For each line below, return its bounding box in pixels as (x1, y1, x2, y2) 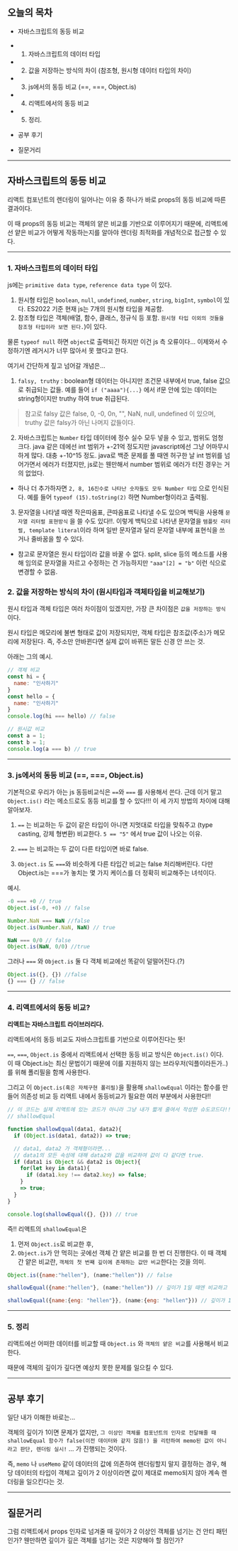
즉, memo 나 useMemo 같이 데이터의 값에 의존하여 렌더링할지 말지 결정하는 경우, (7, 1459, 220, 1469)
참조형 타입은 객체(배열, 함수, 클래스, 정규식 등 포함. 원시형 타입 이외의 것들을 (17, 313, 225, 322)
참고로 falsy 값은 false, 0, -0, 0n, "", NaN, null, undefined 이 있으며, (24, 409, 216, 418)
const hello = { (7, 693, 55, 700)
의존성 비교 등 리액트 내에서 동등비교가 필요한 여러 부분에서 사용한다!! (20, 1092, 211, 1101)
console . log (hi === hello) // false (7, 713, 115, 720)
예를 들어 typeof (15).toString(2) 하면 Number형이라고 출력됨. (27, 492, 209, 501)
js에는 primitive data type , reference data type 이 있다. (7, 280, 172, 289)
